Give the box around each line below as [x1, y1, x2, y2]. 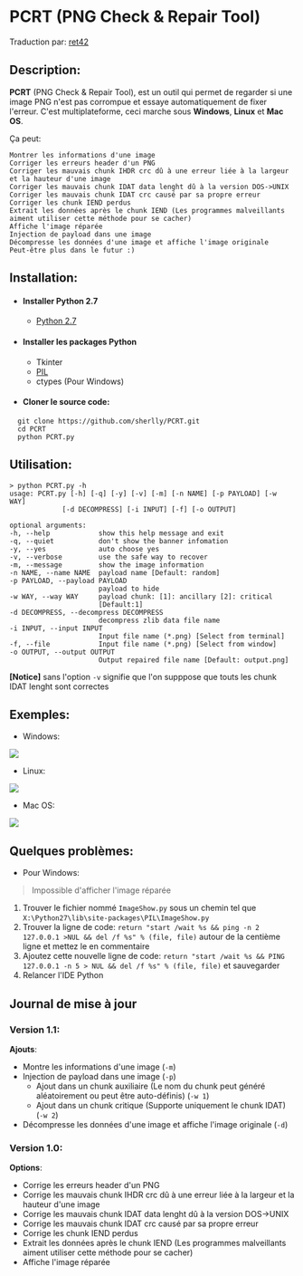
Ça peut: [9, 133, 42, 144]
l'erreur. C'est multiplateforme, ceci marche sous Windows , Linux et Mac [9, 106, 284, 117]
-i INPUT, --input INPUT [9, 623, 103, 633]
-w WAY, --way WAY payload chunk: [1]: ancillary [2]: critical [9, 591, 273, 601]
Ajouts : [9, 1043, 38, 1054]
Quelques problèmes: [9, 843, 134, 859]
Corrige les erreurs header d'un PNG [22, 1180, 160, 1191]
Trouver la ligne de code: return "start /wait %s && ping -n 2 [22, 922, 260, 933]
